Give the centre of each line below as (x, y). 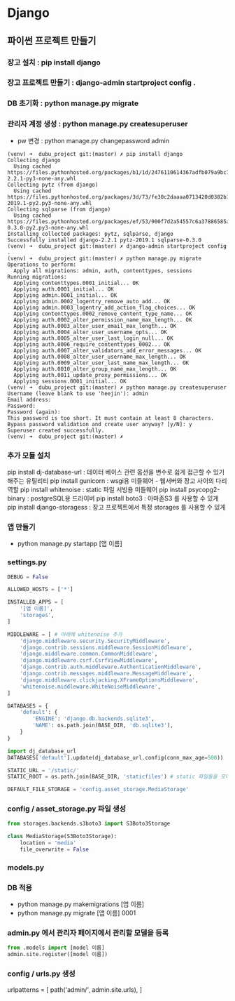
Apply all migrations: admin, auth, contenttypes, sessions (103, 271)
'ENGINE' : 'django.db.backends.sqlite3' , (94, 719)
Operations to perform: (42, 265)
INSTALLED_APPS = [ (36, 602)
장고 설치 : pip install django (54, 62)
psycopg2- (204, 489)
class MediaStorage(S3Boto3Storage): (62, 837)
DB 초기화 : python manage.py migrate (73, 103)
